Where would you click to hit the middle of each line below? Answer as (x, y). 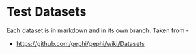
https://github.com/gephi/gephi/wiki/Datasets (80, 43)
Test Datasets (46, 12)
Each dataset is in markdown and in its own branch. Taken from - (98, 30)
